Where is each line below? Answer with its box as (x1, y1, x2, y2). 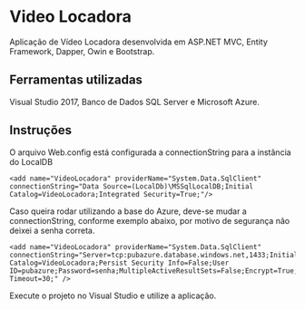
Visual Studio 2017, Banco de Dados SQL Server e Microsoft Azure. (9, 96, 261, 107)
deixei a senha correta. (9, 225, 95, 236)
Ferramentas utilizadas (9, 73, 143, 88)
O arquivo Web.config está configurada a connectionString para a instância (9, 147, 292, 158)
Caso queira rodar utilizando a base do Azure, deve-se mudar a (9, 206, 247, 217)
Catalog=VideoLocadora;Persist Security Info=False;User (9, 258, 230, 267)
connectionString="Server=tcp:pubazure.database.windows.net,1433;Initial (9, 250, 299, 259)
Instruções (9, 122, 73, 138)
